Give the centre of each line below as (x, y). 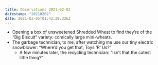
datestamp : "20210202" (28, 14)
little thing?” (31, 58)
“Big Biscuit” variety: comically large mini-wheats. (62, 37)
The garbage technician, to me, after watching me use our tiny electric (83, 42)
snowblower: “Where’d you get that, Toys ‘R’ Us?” (62, 47)
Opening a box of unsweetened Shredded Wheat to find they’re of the (82, 32)
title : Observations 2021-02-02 (38, 9)
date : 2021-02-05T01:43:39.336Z (38, 18)
